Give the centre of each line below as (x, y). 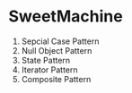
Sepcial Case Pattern (60, 41)
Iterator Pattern (49, 70)
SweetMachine (66, 17)
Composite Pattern (56, 79)
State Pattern (46, 60)
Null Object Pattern (57, 50)
